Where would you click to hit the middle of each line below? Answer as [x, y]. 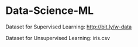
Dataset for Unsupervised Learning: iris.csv [58, 38]
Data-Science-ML [50, 11]
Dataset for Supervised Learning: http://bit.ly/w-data [69, 27]
